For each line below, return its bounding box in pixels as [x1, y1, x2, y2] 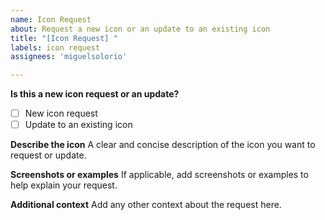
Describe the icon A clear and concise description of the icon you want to [10, 139, 316, 151]
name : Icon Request [10, 14, 92, 25]
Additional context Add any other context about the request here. [10, 199, 282, 211]
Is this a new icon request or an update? [10, 88, 180, 100]
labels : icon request [10, 42, 101, 53]
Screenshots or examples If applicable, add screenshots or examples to [10, 169, 309, 181]
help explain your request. [10, 179, 118, 191]
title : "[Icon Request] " [10, 33, 118, 43]
